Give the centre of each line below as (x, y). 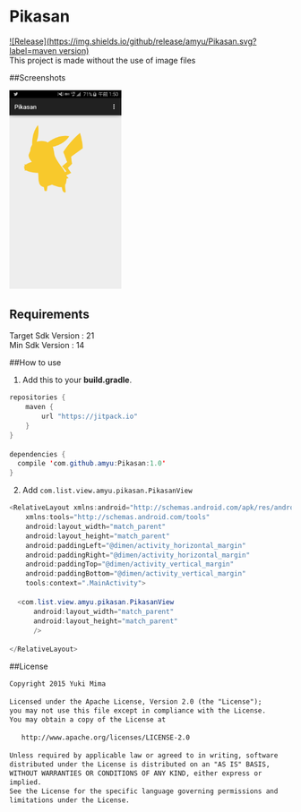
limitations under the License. (69, 800)
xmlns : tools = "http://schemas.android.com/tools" (118, 517)
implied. (26, 782)
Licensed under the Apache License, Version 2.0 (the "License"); (136, 702)
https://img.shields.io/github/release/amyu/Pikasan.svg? (153, 41)
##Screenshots (38, 77)
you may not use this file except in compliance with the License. (138, 711)
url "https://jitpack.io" (90, 417)
